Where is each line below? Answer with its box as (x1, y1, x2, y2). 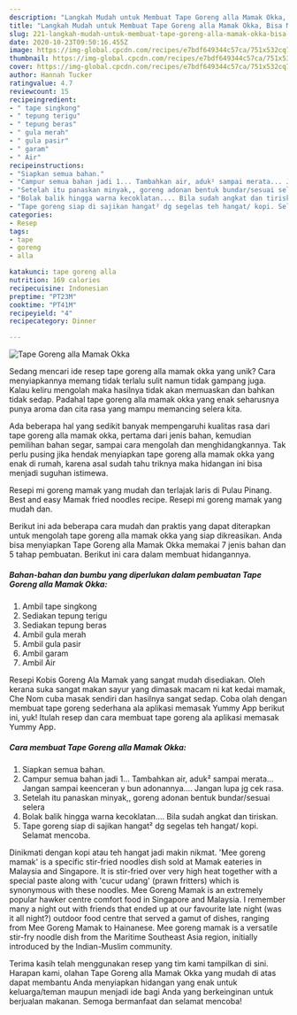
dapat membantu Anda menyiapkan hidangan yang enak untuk (9, 977, 238, 988)
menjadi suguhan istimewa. (9, 468, 109, 479)
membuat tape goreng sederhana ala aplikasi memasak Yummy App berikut (9, 703, 286, 713)
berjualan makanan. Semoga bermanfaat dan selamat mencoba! (9, 996, 243, 1007)
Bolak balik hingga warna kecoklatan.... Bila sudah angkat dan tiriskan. (21, 811, 278, 822)
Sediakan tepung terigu (21, 611, 108, 621)
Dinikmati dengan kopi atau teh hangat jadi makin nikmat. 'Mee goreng (9, 847, 266, 858)
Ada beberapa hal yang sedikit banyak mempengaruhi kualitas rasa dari (9, 421, 270, 432)
